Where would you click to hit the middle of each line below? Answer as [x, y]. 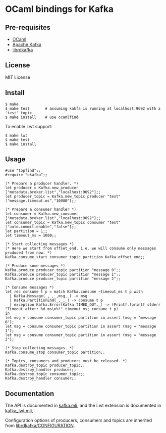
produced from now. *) [28, 253]
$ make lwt [16, 135]
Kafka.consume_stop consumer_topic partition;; [55, 352]
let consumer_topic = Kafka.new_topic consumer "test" [63, 223]
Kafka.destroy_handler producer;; [41, 370]
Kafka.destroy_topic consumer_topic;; [45, 374]
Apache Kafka [27, 45]
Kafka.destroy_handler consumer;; [41, 379]
